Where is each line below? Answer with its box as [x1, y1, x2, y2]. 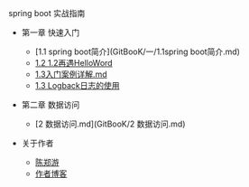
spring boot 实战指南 [8, 8, 86, 18]
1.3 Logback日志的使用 [34, 80, 120, 90]
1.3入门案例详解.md [34, 69, 107, 79]
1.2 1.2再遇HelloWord [34, 58, 114, 68]
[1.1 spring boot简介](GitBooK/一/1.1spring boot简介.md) [34, 46, 241, 57]
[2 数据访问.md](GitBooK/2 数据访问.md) [34, 118, 186, 129]
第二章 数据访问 [21, 99, 80, 110]
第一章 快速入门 [21, 27, 80, 38]
